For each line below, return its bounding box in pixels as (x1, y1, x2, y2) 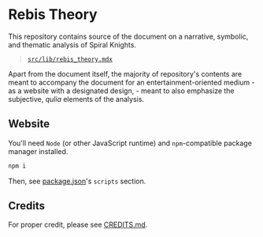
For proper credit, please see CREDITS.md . (8, 220, 148, 230)
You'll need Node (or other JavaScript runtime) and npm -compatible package (8, 138, 252, 148)
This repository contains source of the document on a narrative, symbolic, (8, 32, 249, 41)
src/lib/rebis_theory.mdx (27, 55, 113, 63)
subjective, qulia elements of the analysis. (8, 94, 144, 103)
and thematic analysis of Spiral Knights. (8, 39, 136, 49)
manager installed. (8, 146, 69, 156)
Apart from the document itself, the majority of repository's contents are (8, 69, 243, 78)
